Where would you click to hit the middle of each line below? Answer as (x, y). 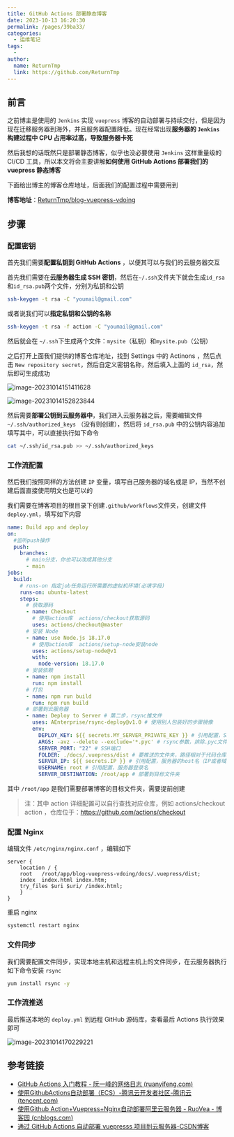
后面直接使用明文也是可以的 (53, 490)
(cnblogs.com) (52, 1117)
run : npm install (57, 683)
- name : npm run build (58, 696)
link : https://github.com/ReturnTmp (67, 72)
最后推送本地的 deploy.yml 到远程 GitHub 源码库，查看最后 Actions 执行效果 (116, 1019)
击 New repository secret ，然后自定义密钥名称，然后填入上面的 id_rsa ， (112, 364)
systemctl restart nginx (43, 926)
